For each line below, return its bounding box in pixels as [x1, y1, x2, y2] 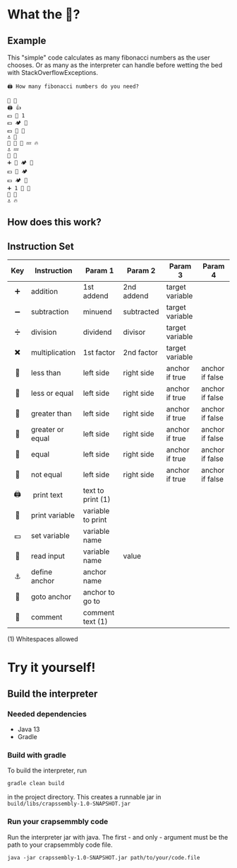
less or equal [30, 389, 74, 399]
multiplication [30, 348, 76, 358]
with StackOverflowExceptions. [7, 69, 99, 76]
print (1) [83, 495, 111, 505]
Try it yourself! [7, 660, 96, 675]
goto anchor [30, 592, 72, 602]
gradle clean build [7, 780, 65, 787]
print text [32, 490, 63, 500]
